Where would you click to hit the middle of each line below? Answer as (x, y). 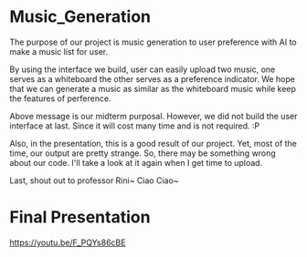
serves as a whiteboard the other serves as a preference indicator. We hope (152, 78)
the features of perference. (60, 98)
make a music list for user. (58, 51)
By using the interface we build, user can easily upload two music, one (143, 69)
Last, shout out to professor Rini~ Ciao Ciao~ (95, 180)
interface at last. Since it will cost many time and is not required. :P (135, 126)
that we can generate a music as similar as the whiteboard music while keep (153, 88)
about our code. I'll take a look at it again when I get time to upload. (136, 162)
